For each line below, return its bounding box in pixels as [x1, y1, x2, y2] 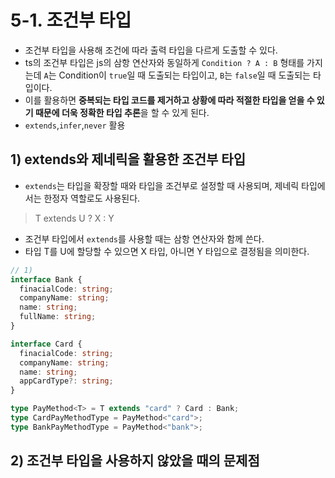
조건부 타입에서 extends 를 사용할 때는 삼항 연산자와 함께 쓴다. [24, 232, 265, 245]
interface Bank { [10, 274, 83, 285]
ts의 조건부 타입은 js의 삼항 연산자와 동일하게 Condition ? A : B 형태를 [24, 56, 305, 68]
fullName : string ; [19, 312, 97, 322]
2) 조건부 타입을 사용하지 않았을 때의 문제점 [10, 452, 260, 470]
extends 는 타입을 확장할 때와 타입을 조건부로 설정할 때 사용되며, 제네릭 [24, 179, 300, 191]
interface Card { [10, 339, 83, 349]
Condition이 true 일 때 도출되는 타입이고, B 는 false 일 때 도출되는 [58, 69, 311, 81]
